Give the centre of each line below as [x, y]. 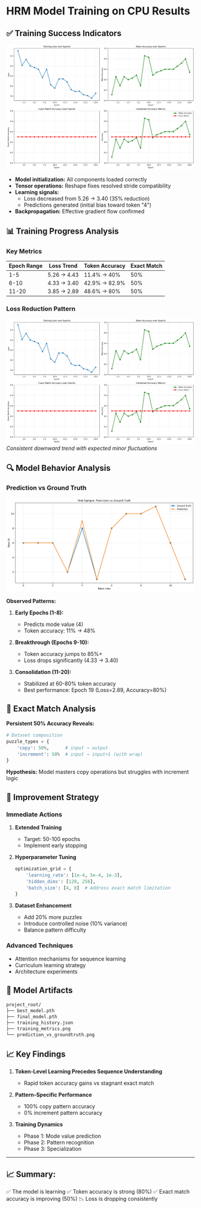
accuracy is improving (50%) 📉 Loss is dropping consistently [82, 1199]
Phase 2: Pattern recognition [59, 1143]
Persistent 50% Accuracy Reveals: [50, 723]
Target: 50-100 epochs [52, 839]
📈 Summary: [31, 1174]
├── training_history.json [40, 1023]
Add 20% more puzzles [53, 917]
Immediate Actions [34, 814]
